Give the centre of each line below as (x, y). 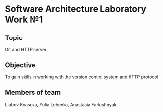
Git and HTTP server (26, 50)
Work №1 (24, 19)
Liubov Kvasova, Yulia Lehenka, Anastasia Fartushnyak (61, 104)
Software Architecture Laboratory (76, 9)
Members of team (33, 93)
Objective (20, 65)
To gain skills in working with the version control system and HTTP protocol (82, 77)
